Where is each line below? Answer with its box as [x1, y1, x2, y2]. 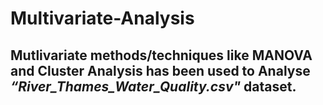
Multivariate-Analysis [10, 7, 195, 30]
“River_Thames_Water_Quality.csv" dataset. [10, 78, 297, 95]
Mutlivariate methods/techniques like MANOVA [10, 47, 313, 64]
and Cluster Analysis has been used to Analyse [10, 62, 311, 79]
